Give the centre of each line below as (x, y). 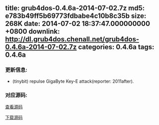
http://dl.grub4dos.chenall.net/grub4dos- (72, 39)
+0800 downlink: (33, 32)
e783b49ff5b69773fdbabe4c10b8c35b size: (76, 16)
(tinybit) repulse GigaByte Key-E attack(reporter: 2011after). (73, 81)
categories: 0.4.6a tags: (116, 47)
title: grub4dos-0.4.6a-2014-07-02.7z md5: (75, 8)
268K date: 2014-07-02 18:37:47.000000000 (78, 24)
